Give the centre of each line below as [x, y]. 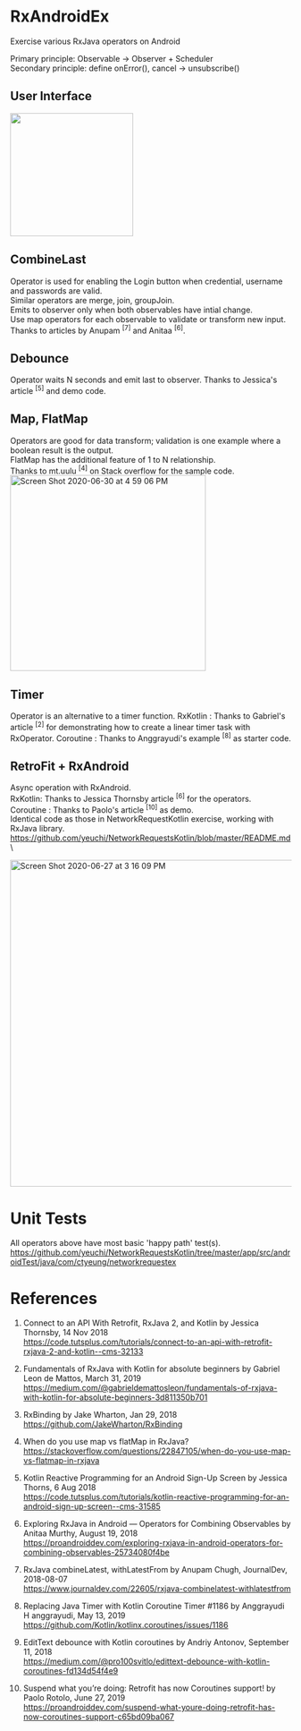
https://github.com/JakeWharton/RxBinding [103, 1424]
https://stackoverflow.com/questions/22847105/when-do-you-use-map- [157, 1451]
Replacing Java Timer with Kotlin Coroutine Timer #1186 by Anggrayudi [154, 1606]
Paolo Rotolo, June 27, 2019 [74, 1698]
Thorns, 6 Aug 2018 [59, 1488]
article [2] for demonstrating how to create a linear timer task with [130, 726]
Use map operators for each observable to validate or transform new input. [148, 319]
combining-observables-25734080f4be [96, 1552]
